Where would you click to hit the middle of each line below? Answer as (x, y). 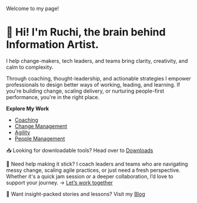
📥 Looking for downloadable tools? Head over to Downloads (80, 150)
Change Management (41, 126)
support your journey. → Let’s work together (60, 182)
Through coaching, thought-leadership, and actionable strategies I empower (98, 78)
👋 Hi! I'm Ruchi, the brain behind (86, 32)
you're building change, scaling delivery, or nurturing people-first (85, 91)
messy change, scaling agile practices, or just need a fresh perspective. (93, 170)
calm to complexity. (30, 67)
